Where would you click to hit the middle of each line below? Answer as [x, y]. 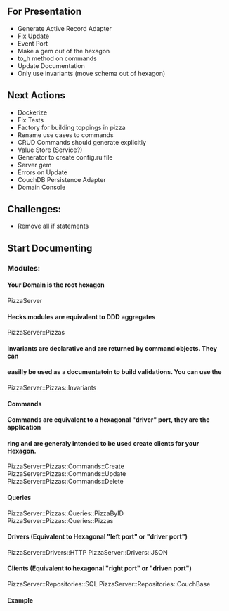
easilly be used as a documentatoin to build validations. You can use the [115, 372]
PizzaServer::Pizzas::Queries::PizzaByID [66, 513]
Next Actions [36, 95]
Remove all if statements [53, 226]
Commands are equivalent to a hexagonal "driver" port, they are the [109, 420]
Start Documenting [50, 248]
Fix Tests [31, 120]
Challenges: [34, 209]
